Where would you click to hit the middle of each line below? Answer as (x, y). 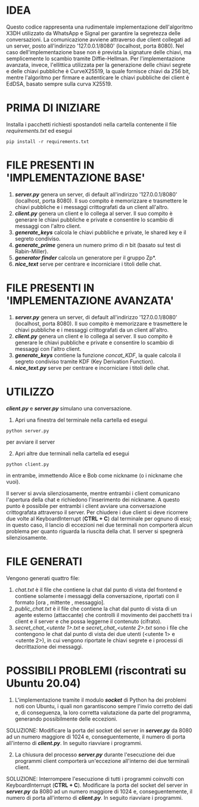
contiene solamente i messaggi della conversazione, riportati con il (97, 596)
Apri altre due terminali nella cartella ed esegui (72, 453)
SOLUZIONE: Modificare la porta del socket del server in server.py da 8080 (99, 730)
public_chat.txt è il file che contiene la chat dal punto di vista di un (96, 609)
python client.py (28, 464)
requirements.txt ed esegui (39, 130)
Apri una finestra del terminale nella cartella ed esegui (81, 420)
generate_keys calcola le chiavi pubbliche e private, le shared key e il (100, 232)
